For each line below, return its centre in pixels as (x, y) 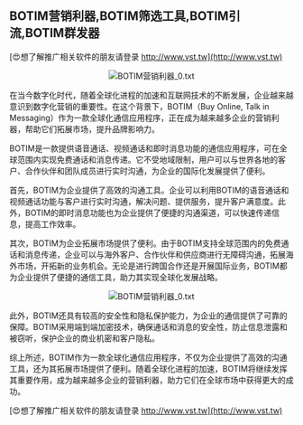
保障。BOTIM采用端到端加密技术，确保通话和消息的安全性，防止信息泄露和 (148, 326)
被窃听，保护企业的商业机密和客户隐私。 (84, 338)
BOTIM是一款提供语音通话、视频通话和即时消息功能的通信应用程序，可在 (144, 148)
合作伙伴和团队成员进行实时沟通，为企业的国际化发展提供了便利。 (147, 171)
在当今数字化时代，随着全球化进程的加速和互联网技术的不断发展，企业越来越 (151, 95)
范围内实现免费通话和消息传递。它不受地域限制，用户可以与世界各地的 (147, 159)
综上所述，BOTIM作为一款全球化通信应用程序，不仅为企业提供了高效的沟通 (148, 357)
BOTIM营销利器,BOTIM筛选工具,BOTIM (119, 16)
